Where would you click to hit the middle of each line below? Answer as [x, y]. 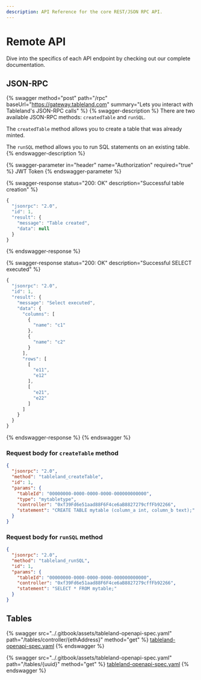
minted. [16, 136]
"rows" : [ [34, 359]
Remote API [36, 41]
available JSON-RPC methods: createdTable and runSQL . [76, 117]
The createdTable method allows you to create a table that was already [94, 129]
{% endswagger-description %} [46, 154]
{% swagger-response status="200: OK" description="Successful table [95, 183]
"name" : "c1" [49, 325]
